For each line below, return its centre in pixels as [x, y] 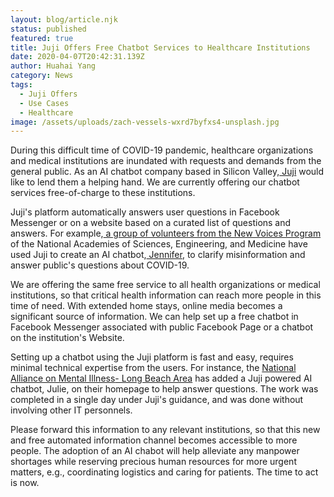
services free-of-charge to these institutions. [103, 193]
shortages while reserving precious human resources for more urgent [153, 462]
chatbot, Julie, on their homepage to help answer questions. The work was [164, 389]
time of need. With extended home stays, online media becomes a [146, 306]
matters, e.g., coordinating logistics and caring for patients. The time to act [164, 472]
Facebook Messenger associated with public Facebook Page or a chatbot [162, 327]
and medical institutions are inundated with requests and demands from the [166, 161]
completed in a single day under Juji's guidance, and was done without [157, 400]
